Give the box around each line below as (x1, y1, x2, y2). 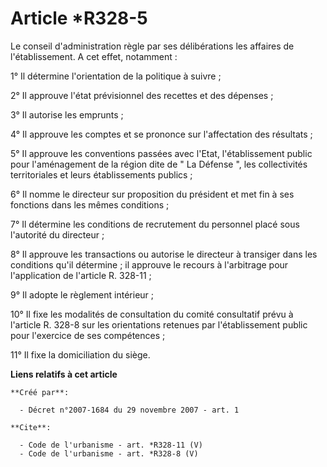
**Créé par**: (10, 387, 70, 397)
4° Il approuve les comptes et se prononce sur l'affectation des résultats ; (10, 128, 313, 140)
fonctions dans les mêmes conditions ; (10, 198, 170, 211)
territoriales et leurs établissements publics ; (10, 168, 193, 181)
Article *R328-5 (10, 7, 148, 30)
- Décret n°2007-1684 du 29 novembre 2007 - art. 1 (19, 405, 240, 415)
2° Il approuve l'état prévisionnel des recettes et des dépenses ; (10, 89, 274, 101)
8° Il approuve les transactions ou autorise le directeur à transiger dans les (10, 248, 318, 260)
